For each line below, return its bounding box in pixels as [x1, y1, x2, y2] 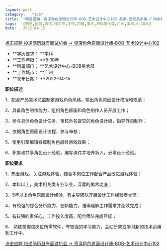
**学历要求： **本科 [12, 51, 53, 57]
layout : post [5, 7, 32, 12]
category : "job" [5, 12, 43, 17]
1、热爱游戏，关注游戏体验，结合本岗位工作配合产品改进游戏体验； [5, 171, 142, 177]
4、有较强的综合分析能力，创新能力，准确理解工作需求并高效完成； [5, 203, 143, 209]
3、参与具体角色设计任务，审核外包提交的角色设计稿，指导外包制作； [5, 118, 148, 124]
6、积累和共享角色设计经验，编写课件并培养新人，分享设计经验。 [5, 150, 139, 156]
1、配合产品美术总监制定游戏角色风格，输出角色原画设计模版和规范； [5, 97, 147, 103]
